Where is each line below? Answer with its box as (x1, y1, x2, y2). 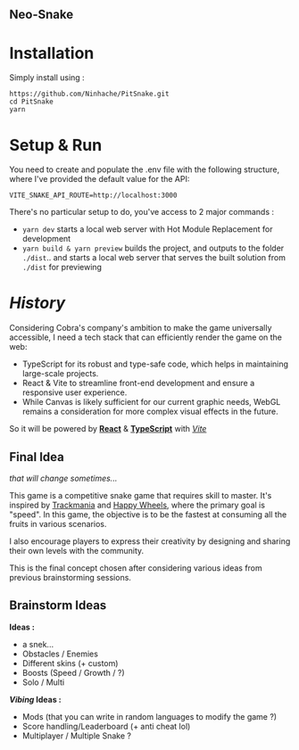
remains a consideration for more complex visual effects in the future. (21, 406, 278, 417)
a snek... (21, 639, 54, 649)
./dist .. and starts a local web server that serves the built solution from (21, 252, 286, 263)
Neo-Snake (9, 7, 74, 22)
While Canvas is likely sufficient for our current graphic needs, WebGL (21, 397, 281, 408)
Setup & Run (9, 135, 103, 155)
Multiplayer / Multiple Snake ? (21, 730, 132, 741)
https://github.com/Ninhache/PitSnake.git (9, 89, 170, 99)
